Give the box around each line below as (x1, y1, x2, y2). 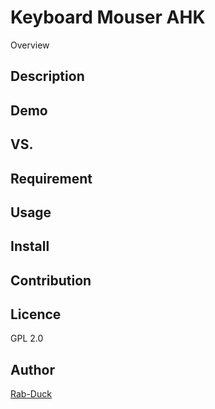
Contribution (10, 272, 92, 289)
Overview (10, 39, 50, 51)
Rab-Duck (10, 388, 52, 400)
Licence (10, 306, 62, 323)
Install (10, 238, 50, 255)
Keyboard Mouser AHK (10, 6, 206, 29)
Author (10, 361, 55, 378)
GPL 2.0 (10, 332, 44, 345)
